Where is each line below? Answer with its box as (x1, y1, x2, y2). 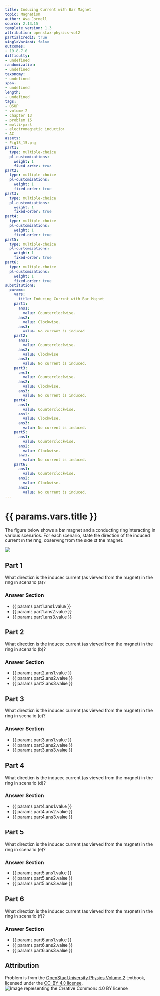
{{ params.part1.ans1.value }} (12, 603, 71, 609)
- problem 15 (5, 117, 32, 123)
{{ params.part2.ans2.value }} (12, 675, 73, 681)
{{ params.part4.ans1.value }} (12, 803, 72, 809)
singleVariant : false (5, 40, 50, 44)
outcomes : (5, 44, 26, 49)
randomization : (5, 62, 36, 67)
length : (5, 90, 21, 95)
